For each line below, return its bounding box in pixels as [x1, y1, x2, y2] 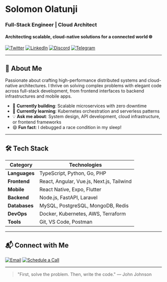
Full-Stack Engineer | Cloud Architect [5, 21, 97, 28]
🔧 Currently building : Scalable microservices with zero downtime [12, 103, 147, 109]
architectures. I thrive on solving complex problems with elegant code [18, 83, 162, 89]
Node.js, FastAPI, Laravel [39, 194, 98, 201]
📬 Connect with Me [5, 241, 69, 250]
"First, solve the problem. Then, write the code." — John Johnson [17, 271, 152, 277]
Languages [7, 169, 35, 176]
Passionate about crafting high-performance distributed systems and [5, 77, 147, 83]
